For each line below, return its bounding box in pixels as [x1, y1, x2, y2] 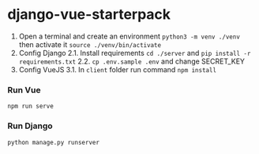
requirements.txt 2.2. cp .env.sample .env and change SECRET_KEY [18, 57, 246, 66]
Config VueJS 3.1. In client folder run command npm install [18, 64, 217, 74]
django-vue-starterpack [7, 5, 171, 24]
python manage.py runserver [7, 138, 100, 146]
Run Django [7, 120, 53, 131]
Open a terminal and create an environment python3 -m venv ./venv [18, 31, 240, 41]
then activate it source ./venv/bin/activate [18, 39, 162, 49]
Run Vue [7, 84, 41, 95]
